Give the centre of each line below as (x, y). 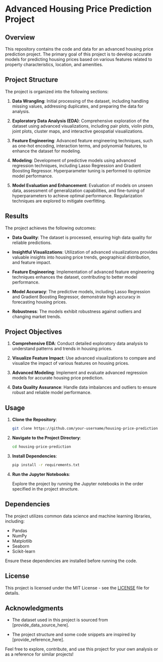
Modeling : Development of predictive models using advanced (74, 160)
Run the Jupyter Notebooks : (41, 474)
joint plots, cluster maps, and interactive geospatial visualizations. (78, 131)
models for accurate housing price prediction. (58, 378)
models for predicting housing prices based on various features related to (79, 59)
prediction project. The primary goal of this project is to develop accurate (78, 54)
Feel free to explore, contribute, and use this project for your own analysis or (81, 649)
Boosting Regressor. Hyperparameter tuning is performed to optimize (81, 170)
